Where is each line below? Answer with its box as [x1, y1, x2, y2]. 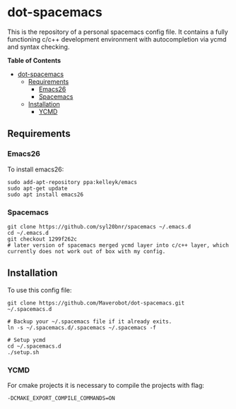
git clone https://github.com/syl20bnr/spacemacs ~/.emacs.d [7, 223, 191, 230]
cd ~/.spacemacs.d [7, 343, 61, 350]
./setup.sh [7, 348, 40, 356]
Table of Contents [7, 56, 61, 64]
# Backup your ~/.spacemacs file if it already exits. [7, 318, 172, 325]
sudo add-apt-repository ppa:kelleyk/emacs [7, 178, 138, 185]
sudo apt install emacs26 [7, 191, 83, 198]
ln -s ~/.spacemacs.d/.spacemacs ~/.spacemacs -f [7, 324, 157, 331]
